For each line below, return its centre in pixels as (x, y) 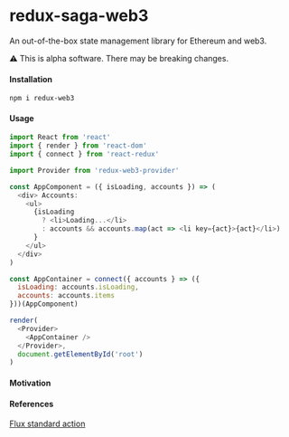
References (32, 404)
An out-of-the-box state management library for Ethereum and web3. (138, 41)
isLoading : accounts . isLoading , (79, 287)
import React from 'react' (60, 138)
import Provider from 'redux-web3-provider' (94, 170)
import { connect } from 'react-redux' (84, 155)
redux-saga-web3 (79, 16)
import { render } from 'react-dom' (78, 146)
